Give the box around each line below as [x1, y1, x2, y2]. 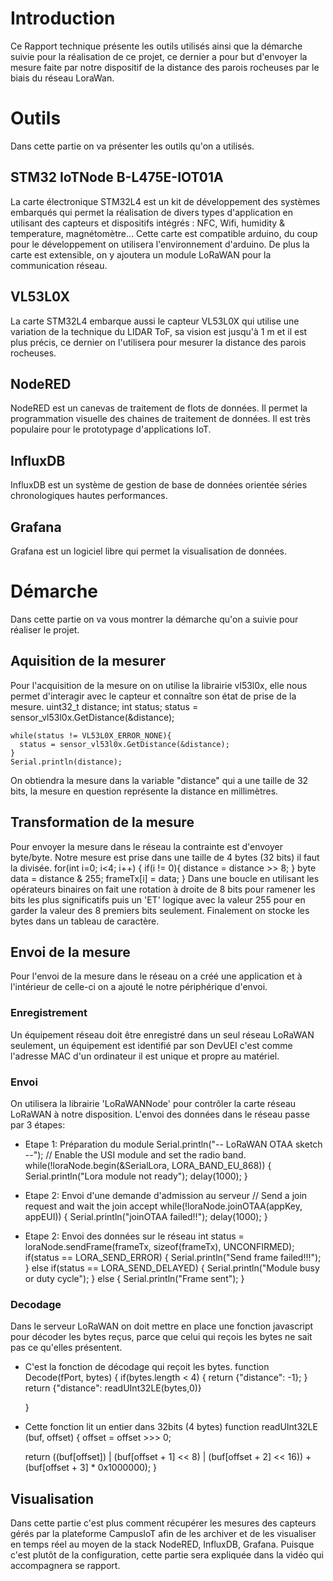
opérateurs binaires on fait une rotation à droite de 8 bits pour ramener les [10, 883, 316, 895]
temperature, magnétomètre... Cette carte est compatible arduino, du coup [10, 227, 318, 239]
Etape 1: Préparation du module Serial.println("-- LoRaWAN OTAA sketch [24, 1138, 323, 1150]
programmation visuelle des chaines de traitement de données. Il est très [10, 413, 311, 425]
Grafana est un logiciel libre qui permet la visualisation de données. [10, 545, 288, 557]
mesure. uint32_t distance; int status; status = [10, 700, 199, 712]
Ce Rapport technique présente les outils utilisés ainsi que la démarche [10, 40, 303, 52]
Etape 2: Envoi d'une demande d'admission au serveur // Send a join [24, 1189, 308, 1201]
